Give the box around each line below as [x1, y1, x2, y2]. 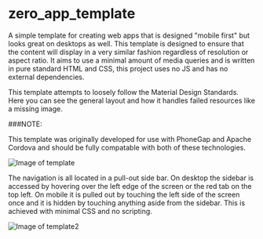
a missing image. [8, 103, 63, 114]
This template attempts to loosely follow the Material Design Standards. [8, 87, 239, 96]
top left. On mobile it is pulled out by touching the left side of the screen [8, 190, 240, 199]
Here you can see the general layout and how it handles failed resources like [8, 96, 255, 105]
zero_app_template [8, 5, 136, 23]
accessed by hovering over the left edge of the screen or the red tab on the [8, 181, 252, 190]
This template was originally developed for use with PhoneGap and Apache [8, 134, 252, 143]
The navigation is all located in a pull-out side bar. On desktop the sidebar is [8, 173, 254, 183]
